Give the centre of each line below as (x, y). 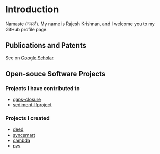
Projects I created (28, 118)
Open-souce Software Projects (56, 74)
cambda (21, 140)
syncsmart (24, 135)
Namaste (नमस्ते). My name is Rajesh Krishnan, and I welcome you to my (80, 24)
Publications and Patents (46, 45)
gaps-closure (27, 100)
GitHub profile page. (27, 29)
